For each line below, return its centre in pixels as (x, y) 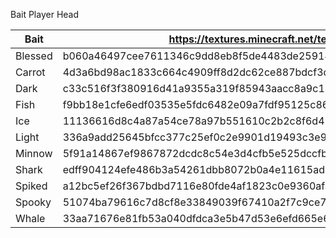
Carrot (30, 72)
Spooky (33, 202)
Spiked (31, 186)
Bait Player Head (45, 14)
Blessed (34, 56)
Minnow (34, 153)
